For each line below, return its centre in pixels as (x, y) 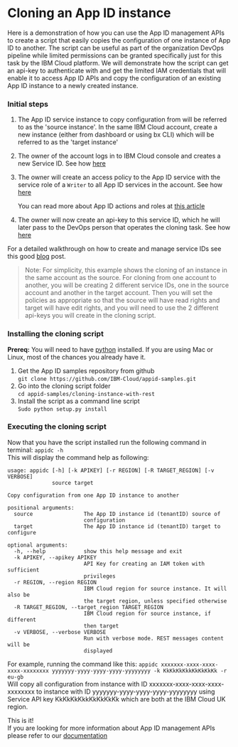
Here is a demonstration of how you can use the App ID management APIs (116, 33)
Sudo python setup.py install (63, 409)
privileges (99, 576)
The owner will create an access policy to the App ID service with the (119, 177)
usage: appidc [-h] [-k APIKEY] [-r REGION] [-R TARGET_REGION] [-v (111, 471)
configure (22, 532)
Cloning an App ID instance (90, 13)
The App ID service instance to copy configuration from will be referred (122, 119)
